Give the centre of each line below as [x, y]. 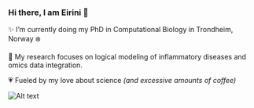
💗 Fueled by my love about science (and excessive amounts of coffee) [122, 81]
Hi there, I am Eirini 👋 [48, 13]
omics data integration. [45, 65]
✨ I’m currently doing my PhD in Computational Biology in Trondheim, [121, 30]
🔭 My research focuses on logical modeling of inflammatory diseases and [127, 57]
